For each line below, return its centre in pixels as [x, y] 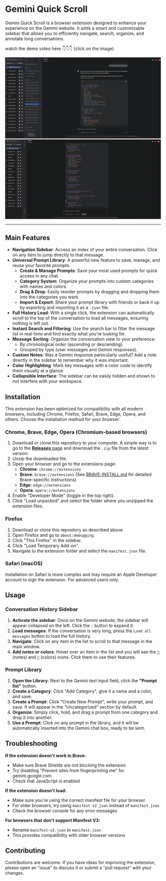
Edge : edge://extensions [45, 485]
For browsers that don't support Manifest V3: [53, 820]
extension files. [28, 506]
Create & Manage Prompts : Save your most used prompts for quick [88, 271]
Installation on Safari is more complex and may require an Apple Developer [81, 574]
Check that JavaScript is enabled [46, 781]
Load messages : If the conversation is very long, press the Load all [82, 631]
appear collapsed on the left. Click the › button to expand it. [73, 625]
